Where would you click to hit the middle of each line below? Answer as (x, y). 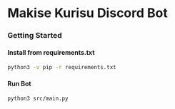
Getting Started (35, 36)
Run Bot (19, 83)
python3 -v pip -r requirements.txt (62, 68)
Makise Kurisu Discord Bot (87, 13)
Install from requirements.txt (51, 52)
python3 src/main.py (38, 99)
